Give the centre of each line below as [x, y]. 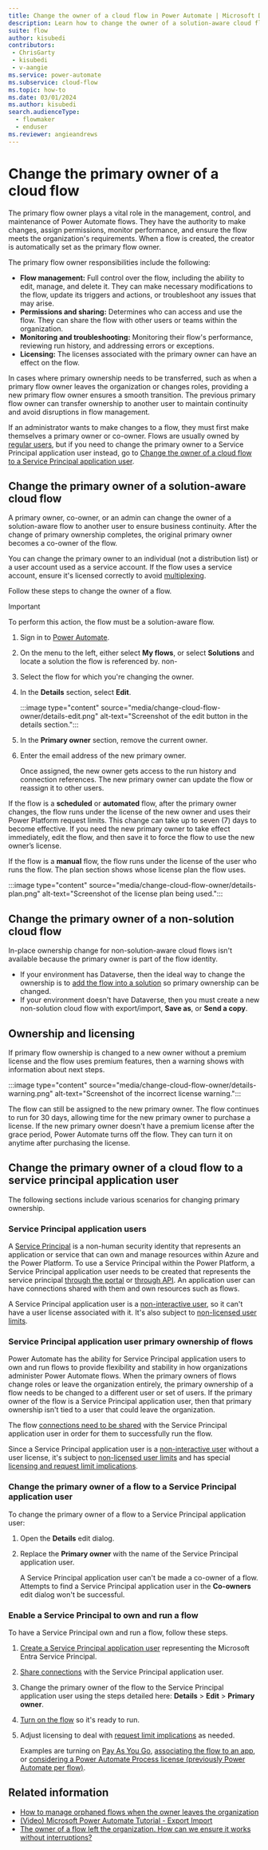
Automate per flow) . [53, 1767]
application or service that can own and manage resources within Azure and [134, 1255]
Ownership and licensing [72, 1033]
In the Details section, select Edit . [75, 692]
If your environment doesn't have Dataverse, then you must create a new [140, 1000]
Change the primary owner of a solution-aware [127, 486]
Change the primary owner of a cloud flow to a [126, 1168]
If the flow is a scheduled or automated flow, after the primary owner [122, 803]
